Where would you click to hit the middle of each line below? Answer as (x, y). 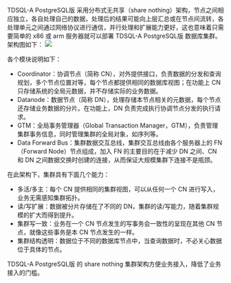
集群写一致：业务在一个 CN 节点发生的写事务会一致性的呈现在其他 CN (116, 223)
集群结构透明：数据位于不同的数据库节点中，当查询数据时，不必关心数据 (119, 241)
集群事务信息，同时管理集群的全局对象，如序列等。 (89, 134)
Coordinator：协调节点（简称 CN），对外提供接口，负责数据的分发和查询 (119, 74)
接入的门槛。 (25, 273)
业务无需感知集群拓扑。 (50, 198)
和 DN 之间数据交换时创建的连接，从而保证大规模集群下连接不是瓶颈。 (117, 160)
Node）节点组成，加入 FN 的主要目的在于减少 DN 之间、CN (133, 151)
